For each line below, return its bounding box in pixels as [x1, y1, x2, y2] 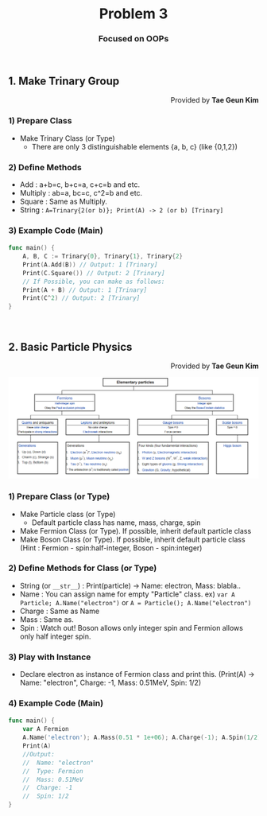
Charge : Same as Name [19, 606, 100, 616]
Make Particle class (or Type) [19, 509, 116, 519]
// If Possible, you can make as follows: [22, 278, 165, 286]
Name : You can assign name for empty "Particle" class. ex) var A [19, 589, 236, 599]
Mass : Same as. [19, 614, 74, 624]
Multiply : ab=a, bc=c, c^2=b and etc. [19, 188, 143, 197]
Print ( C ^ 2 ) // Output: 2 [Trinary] [22, 294, 141, 302]
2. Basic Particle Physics [8, 340, 133, 354]
